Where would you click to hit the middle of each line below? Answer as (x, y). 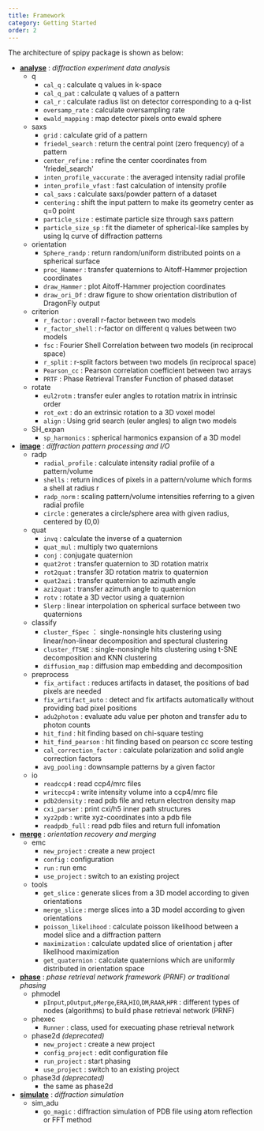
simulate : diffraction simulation (72, 1095)
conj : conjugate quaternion (88, 555)
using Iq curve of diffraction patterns (103, 236)
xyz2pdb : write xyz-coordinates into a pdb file (117, 817)
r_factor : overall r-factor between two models (119, 320)
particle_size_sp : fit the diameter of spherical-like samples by (146, 228)
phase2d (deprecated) (68, 1036)
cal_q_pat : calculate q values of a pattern (111, 93)
